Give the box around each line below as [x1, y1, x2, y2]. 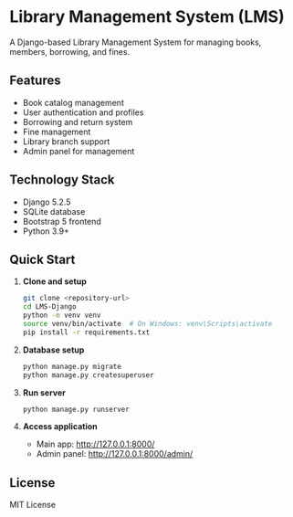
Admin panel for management [22, 145, 135, 156]
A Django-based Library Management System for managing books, [9, 37, 262, 47]
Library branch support [22, 135, 110, 147]
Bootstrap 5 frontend [22, 216, 102, 227]
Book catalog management [22, 97, 125, 108]
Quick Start [9, 251, 76, 267]
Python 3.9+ [22, 226, 70, 237]
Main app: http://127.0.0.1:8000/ [36, 438, 155, 449]
